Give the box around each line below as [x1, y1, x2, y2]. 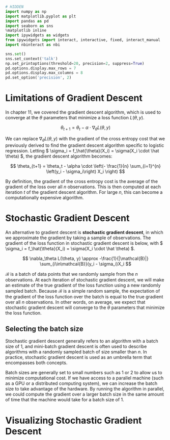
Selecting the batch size [5, 324, 83, 333]
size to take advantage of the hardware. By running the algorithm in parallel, [5, 386, 164, 392]
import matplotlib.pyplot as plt [5, 14, 76, 19]
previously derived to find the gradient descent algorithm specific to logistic [5, 142, 164, 148]
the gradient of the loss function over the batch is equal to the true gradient [5, 293, 163, 300]
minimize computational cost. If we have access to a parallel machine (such [5, 375, 164, 381]
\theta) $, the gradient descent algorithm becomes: [5, 153, 113, 159]
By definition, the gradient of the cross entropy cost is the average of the [5, 178, 158, 184]
